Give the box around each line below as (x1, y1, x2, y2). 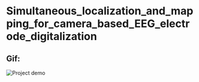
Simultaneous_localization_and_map (6, 4, 194, 18)
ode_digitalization (6, 30, 97, 43)
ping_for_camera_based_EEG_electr (6, 17, 190, 31)
